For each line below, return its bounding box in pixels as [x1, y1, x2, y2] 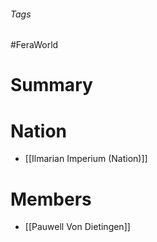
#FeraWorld [10, 39, 59, 51]
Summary [10, 74, 93, 97]
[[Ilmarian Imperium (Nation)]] [24, 153, 148, 165]
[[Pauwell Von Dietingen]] [24, 221, 131, 233]
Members [10, 188, 92, 210]
